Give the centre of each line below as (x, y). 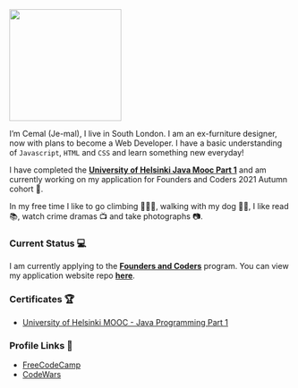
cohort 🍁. (26, 189)
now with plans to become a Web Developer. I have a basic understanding (146, 143)
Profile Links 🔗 (41, 345)
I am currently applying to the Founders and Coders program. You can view (149, 266)
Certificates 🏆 (42, 299)
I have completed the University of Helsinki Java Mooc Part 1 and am (138, 170)
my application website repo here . (72, 275)
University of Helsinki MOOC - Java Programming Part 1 (125, 322)
